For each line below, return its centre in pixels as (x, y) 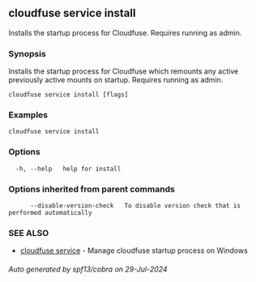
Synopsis (27, 53)
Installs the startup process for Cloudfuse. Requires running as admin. (125, 32)
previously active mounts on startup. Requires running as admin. (116, 80)
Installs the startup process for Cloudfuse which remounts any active (124, 71)
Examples (28, 115)
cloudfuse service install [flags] (68, 95)
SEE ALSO (29, 233)
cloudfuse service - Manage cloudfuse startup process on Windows (134, 250)
